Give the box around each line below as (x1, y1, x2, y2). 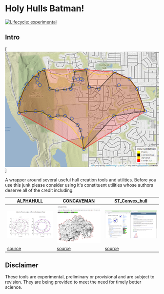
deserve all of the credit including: (5, 187, 74, 193)
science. (5, 284, 22, 290)
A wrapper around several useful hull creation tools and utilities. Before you (5, 176, 157, 183)
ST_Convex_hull (114, 198, 147, 204)
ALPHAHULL (17, 198, 43, 204)
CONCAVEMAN (62, 198, 95, 204)
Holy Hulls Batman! (5, 3, 84, 14)
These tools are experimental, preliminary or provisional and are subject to (5, 274, 155, 279)
